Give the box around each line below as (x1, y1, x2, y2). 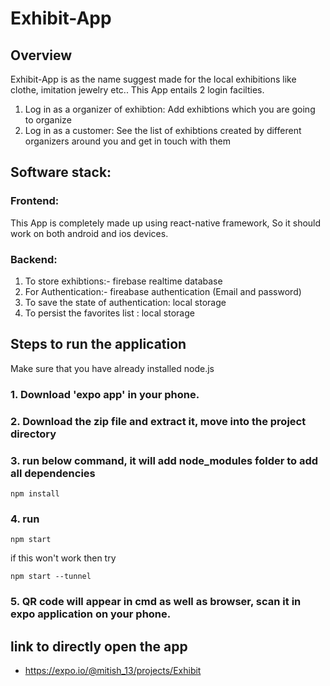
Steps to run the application (10, 336, 187, 353)
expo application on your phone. (10, 607, 172, 621)
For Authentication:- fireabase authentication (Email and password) (24, 285, 302, 297)
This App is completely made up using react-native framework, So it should (10, 217, 322, 229)
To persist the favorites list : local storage (24, 307, 195, 319)
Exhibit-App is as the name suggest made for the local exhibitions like (10, 73, 297, 85)
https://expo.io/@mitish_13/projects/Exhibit (24, 664, 202, 676)
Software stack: (10, 164, 112, 181)
